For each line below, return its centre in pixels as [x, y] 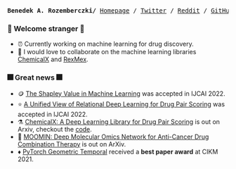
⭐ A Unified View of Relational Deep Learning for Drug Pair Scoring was [121, 104]
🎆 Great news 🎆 [35, 77]
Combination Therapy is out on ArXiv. [72, 144]
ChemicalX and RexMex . [53, 59]
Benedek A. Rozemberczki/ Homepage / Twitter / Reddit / [107, 11]
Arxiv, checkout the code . [55, 129]
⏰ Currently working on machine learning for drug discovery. [106, 44]
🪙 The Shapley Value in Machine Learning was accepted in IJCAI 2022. [122, 93]
